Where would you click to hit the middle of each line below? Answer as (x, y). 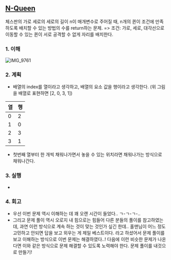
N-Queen (21, 8)
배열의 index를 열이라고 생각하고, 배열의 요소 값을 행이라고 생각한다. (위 (84, 87)
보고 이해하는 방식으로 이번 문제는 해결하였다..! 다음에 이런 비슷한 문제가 (84, 239)
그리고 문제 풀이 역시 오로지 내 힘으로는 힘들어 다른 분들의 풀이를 (77, 220)
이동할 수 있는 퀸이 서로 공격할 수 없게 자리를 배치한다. (59, 34)
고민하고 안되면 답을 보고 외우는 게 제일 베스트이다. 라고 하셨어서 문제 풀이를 (89, 233)
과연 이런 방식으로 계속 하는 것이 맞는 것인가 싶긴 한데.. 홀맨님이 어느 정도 (93, 226)
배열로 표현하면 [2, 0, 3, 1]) (45, 93)
